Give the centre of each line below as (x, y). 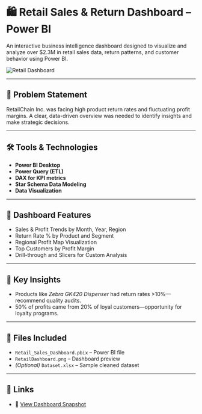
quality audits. (63, 301)
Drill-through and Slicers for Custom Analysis (71, 255)
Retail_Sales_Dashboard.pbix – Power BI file (70, 352)
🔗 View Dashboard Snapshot (50, 404)
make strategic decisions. (38, 122)
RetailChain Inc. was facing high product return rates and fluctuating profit (98, 109)
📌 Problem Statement (47, 95)
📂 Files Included (37, 338)
